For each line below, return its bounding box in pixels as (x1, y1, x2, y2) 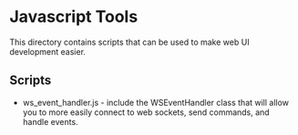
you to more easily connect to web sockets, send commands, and (22, 107, 271, 118)
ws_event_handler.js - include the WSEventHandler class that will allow (22, 97, 290, 108)
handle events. (22, 116, 79, 127)
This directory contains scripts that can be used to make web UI (9, 36, 250, 47)
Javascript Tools (9, 6, 139, 27)
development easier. (9, 46, 87, 57)
